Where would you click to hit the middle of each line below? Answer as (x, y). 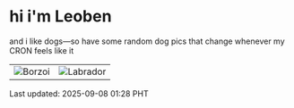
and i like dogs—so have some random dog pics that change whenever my (147, 41)
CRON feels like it (42, 50)
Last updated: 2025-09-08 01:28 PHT (79, 93)
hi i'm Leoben (61, 17)
